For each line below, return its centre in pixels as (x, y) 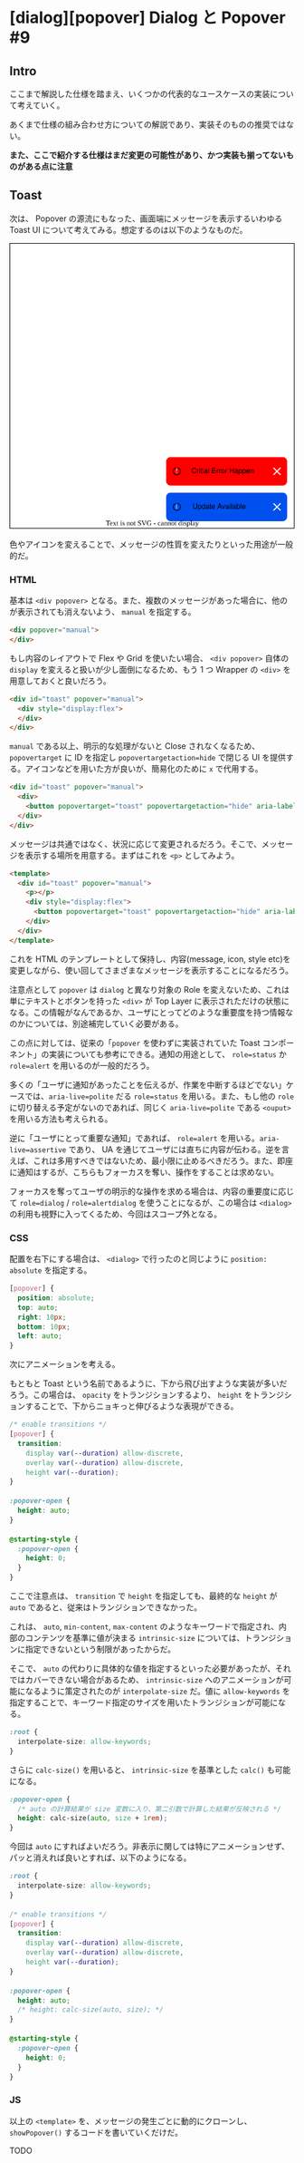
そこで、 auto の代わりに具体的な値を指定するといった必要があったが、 (142, 1669)
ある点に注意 (49, 166)
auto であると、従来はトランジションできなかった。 (105, 1607)
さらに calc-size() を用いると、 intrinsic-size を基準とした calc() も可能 (150, 1770)
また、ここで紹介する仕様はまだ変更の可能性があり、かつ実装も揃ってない (148, 155)
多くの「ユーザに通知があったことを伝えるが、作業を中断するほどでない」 (148, 1084)
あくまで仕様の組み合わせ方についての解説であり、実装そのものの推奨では (148, 124)
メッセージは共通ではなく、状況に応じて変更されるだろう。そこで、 (136, 844)
